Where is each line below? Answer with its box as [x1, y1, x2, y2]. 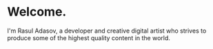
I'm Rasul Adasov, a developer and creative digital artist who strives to [7, 27, 207, 35]
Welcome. [7, 4, 67, 20]
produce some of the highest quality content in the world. [7, 33, 171, 42]
